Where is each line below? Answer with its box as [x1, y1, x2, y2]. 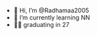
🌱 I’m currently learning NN [13, 13, 90, 22]
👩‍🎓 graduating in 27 [13, 21, 70, 28]
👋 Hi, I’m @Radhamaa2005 [13, 7, 89, 14]
